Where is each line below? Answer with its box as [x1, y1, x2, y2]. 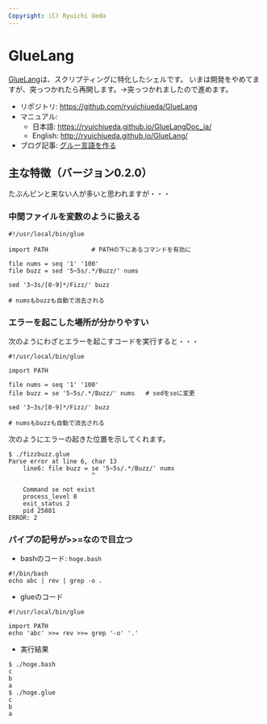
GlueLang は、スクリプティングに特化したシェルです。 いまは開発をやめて [8, 74, 252, 84]
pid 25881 [23, 506, 56, 514]
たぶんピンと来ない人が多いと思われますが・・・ [8, 189, 171, 198]
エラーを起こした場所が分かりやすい [8, 316, 149, 327]
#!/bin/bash [8, 570, 48, 578]
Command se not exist [23, 485, 95, 493]
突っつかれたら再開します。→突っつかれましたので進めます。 [29, 84, 233, 94]
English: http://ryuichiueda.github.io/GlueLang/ [31, 131, 188, 140]
